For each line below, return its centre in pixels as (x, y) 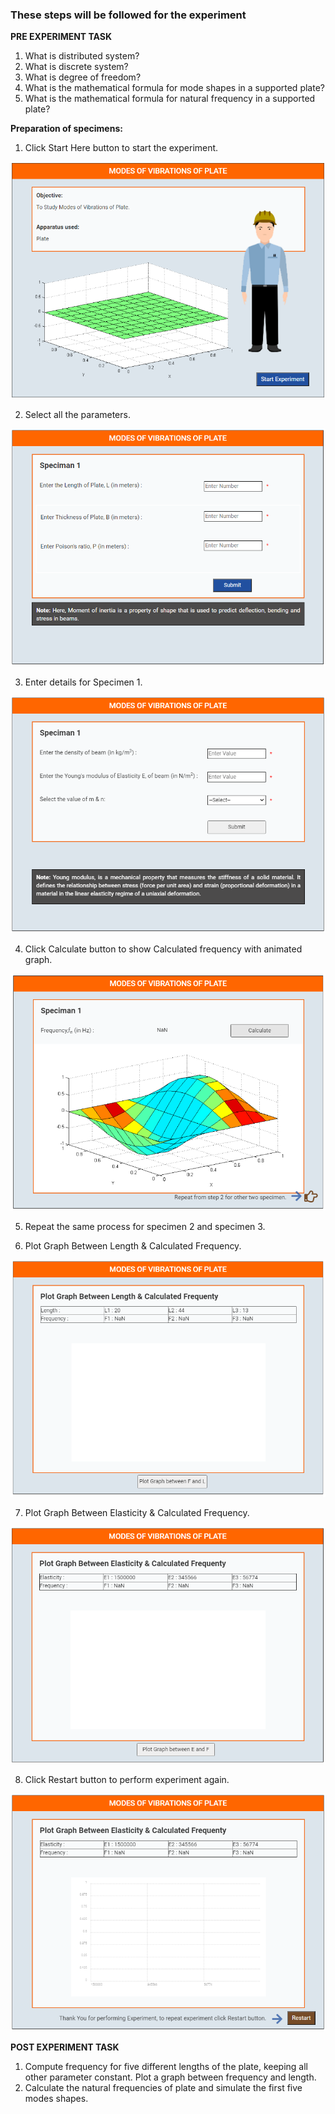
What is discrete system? (76, 67)
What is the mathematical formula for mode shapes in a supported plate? (174, 88)
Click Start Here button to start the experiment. (121, 148)
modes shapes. (56, 2098)
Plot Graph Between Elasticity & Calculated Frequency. (137, 1512)
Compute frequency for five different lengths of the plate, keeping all (166, 2066)
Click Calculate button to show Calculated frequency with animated (163, 949)
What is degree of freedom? (83, 77)
